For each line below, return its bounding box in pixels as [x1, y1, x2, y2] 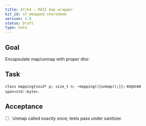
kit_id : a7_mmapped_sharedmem [5, 12, 67, 17]
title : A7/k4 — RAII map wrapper [5, 7, 73, 12]
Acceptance [5, 103, 43, 111]
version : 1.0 [5, 16, 32, 21]
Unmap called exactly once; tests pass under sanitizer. [12, 115, 123, 121]
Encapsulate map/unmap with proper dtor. [5, 56, 90, 62]
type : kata [5, 25, 27, 30]
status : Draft [5, 20, 34, 26]
